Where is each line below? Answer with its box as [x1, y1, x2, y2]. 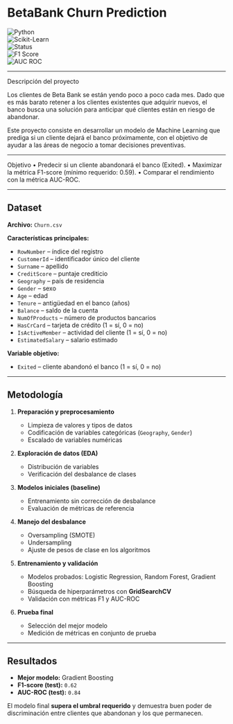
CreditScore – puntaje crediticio [17, 269, 108, 278]
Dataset [7, 202, 42, 214]
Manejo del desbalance [17, 518, 87, 526]
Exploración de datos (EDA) [17, 449, 98, 457]
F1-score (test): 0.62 [17, 681, 78, 689]
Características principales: [7, 233, 89, 242]
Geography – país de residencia [17, 276, 105, 285]
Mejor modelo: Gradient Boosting [17, 673, 114, 682]
